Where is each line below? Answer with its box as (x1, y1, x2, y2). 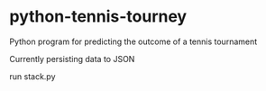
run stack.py (9, 70, 56, 82)
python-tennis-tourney (9, 6, 188, 27)
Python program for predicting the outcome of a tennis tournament (9, 36, 258, 47)
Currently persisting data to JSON (9, 53, 135, 64)
